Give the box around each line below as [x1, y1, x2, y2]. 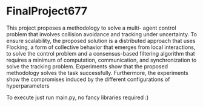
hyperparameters [6, 82, 50, 89]
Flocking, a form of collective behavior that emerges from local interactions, [6, 44, 196, 51]
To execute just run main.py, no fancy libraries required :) [6, 94, 149, 101]
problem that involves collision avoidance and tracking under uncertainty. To [6, 30, 197, 37]
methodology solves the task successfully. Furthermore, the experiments [6, 69, 189, 76]
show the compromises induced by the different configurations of [6, 76, 170, 83]
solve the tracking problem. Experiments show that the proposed [6, 62, 168, 70]
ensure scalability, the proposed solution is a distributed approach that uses [6, 37, 196, 44]
